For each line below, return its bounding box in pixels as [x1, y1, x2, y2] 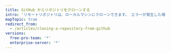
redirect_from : [5, 21, 38, 27]
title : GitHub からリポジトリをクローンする [5, 7, 91, 13]
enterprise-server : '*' [10, 40, 60, 45]
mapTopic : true [5, 17, 38, 22]
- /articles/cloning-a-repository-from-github [10, 26, 110, 31]
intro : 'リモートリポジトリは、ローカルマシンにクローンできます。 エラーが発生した [5, 12, 162, 17]
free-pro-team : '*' [10, 36, 51, 41]
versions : [5, 31, 26, 36]
